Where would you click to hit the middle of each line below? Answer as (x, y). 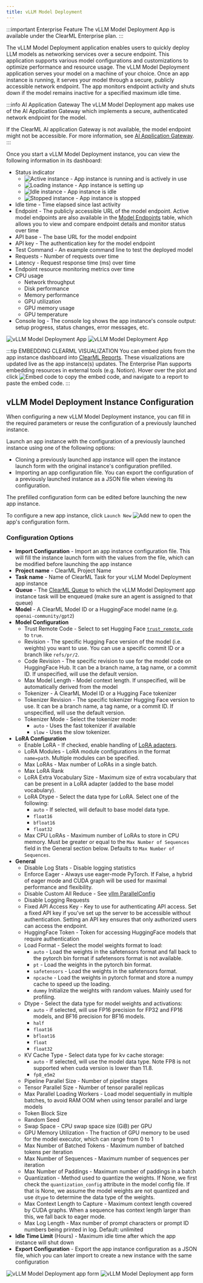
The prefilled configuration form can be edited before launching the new (96, 497)
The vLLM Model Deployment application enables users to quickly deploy (98, 47)
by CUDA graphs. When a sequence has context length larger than (107, 1210)
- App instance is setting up (109, 185)
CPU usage (29, 275)
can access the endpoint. (56, 925)
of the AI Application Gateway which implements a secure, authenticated (97, 111)
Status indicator (35, 172)
